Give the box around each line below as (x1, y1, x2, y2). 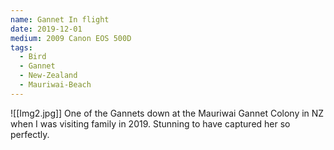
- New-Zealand (19, 71, 78, 81)
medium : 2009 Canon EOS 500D (10, 33, 132, 43)
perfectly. (10, 128, 50, 140)
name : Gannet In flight (10, 14, 110, 25)
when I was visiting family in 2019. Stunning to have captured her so (10, 117, 291, 130)
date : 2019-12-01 (10, 24, 83, 34)
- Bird (19, 52, 47, 62)
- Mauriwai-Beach (19, 80, 92, 90)
